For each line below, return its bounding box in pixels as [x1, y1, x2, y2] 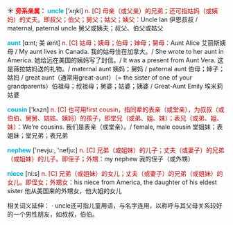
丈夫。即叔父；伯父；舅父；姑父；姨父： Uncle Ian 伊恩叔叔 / [25, 15, 198, 24]
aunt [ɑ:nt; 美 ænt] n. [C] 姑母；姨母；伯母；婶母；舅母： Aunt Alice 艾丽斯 [7, 39, 220, 47]
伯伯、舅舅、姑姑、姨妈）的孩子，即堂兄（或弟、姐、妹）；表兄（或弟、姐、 [7, 114, 223, 122]
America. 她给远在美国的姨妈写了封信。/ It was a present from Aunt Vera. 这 [7, 56, 224, 64]
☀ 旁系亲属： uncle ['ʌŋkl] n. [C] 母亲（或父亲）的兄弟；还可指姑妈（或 [7, 7, 212, 15]
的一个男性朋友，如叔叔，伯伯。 [7, 210, 98, 218]
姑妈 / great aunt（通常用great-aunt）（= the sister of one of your [7, 73, 193, 82]
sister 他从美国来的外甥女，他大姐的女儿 [7, 187, 122, 195]
